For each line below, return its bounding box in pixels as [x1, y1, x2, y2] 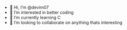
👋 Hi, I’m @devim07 [9, 5, 49, 10]
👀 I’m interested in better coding [9, 10, 74, 15]
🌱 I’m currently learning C [9, 15, 61, 20]
